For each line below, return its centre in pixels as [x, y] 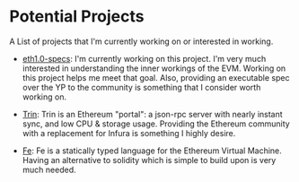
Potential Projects [77, 17]
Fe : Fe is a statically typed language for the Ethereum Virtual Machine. [152, 151]
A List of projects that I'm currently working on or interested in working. [141, 41]
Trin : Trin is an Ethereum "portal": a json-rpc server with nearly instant [152, 114]
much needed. [49, 169]
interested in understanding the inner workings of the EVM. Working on [154, 68]
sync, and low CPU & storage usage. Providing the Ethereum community [156, 124]
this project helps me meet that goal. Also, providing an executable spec [156, 77]
